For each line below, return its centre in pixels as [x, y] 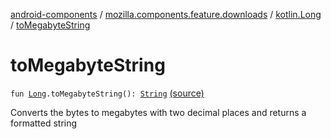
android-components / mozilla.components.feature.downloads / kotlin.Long [166, 14]
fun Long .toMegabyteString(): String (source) [107, 93]
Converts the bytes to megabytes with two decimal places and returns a [158, 112]
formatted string [44, 123]
